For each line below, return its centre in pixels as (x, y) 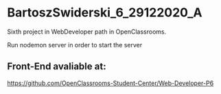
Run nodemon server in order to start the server (75, 45)
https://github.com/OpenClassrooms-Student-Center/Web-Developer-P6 (110, 83)
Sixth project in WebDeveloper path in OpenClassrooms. (87, 32)
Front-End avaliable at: (57, 67)
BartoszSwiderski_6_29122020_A (105, 13)
